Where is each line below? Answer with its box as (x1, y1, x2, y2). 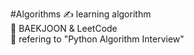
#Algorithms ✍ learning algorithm (10, 8, 152, 20)
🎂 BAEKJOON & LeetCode (10, 23, 118, 34)
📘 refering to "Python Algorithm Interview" (10, 33, 185, 45)
